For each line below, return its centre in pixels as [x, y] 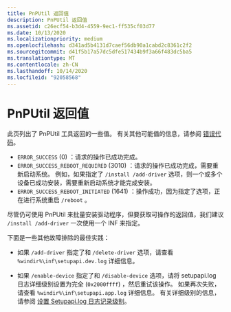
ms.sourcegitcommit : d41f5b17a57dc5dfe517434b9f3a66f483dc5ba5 [100, 52]
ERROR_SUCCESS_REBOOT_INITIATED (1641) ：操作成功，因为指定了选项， [115, 191]
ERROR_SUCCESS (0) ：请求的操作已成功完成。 [79, 157]
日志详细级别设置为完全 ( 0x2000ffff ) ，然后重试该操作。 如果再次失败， [119, 284]
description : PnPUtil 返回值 [47, 20]
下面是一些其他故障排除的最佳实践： [58, 238]
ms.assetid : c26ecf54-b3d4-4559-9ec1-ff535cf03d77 [81, 26]
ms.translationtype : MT [41, 58]
